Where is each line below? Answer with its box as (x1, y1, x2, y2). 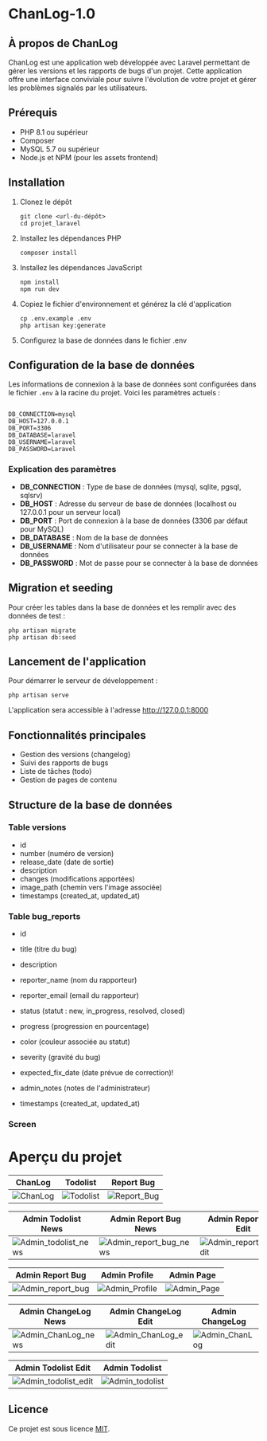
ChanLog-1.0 (8, 5, 96, 23)
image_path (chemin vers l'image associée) (19, 882, 163, 892)
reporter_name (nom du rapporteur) (19, 976, 137, 985)
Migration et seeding (8, 581, 114, 595)
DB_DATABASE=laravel (8, 431, 77, 439)
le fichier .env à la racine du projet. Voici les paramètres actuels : (8, 388, 221, 398)
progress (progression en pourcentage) (19, 1022, 149, 1031)
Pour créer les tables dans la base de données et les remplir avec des (8, 603, 237, 612)
